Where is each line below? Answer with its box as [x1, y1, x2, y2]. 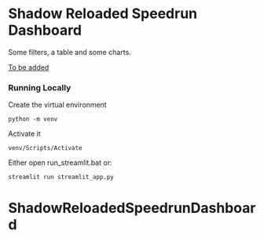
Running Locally [8, 82, 71, 93]
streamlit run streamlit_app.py [8, 174, 114, 181]
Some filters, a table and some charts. [8, 47, 131, 57]
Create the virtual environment [8, 100, 108, 110]
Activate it [8, 129, 41, 138]
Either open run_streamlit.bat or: [8, 158, 112, 167]
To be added [8, 62, 49, 71]
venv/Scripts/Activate [8, 145, 82, 152]
